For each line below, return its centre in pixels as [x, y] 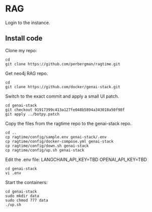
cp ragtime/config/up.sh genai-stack [45, 150]
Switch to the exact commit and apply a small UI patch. [62, 96]
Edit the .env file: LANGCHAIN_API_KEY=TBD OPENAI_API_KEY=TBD [76, 159]
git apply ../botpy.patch [32, 114]
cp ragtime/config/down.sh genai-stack [47, 146]
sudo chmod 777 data [27, 200]
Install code [24, 38]
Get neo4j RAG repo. [27, 73]
